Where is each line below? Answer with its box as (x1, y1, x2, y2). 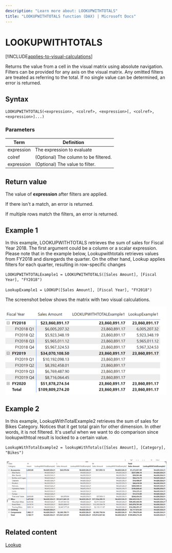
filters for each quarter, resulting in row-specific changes (5, 261, 126, 267)
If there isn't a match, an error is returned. (5, 201, 94, 207)
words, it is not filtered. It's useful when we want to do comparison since (5, 429, 159, 435)
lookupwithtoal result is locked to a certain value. (5, 435, 109, 441)
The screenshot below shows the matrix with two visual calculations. (5, 296, 150, 302)
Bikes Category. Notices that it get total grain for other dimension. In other (5, 423, 161, 430)
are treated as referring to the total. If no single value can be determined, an (5, 75, 165, 81)
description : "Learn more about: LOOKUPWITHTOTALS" (5, 8, 118, 13)
